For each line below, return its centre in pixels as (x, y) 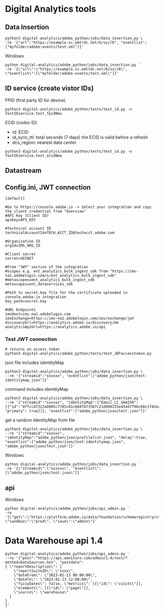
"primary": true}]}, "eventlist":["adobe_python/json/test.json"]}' (76, 411)
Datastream (23, 170)
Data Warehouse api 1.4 (54, 541)
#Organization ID (23, 241)
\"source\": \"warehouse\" (41, 592)
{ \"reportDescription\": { (34, 567)
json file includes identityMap (35, 363)
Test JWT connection (31, 339)
